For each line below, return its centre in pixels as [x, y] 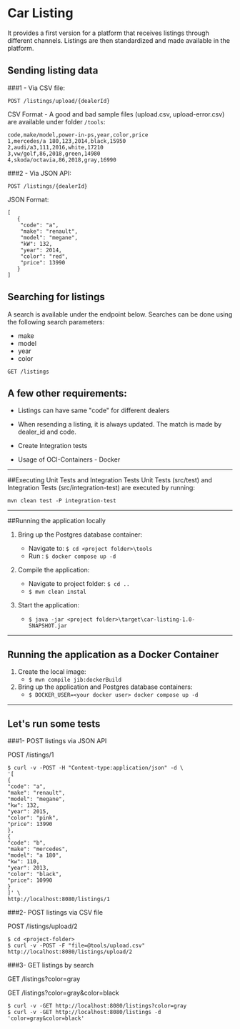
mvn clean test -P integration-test [62, 501]
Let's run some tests [54, 724]
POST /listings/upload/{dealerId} [59, 101]
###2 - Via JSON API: [39, 173]
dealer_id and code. [47, 432]
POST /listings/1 [31, 755]
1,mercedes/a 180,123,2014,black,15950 [67, 141]
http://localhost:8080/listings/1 [59, 899]
